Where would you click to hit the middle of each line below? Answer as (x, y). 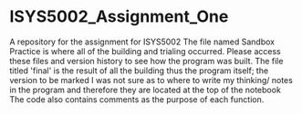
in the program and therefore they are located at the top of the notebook (145, 90)
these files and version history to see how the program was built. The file (146, 61)
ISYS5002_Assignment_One (119, 17)
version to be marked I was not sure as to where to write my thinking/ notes (151, 80)
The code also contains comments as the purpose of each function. (137, 99)
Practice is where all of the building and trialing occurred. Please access (145, 51)
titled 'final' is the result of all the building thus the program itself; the (139, 71)
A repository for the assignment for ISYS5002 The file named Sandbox (142, 42)
